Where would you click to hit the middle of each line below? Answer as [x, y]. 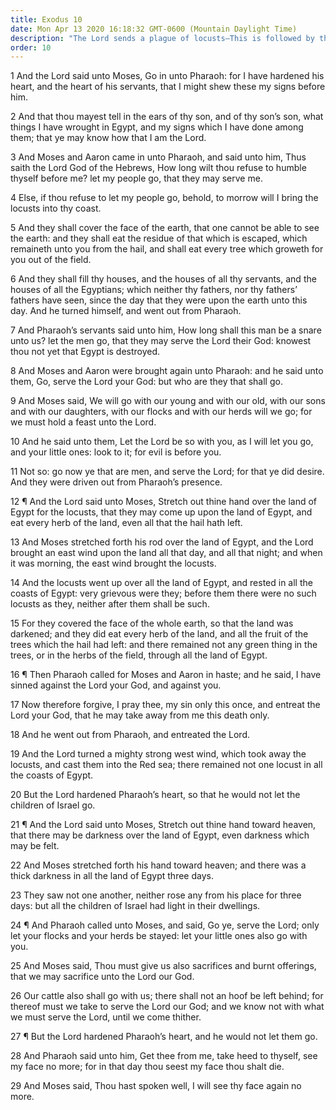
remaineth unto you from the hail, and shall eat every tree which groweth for [167, 249]
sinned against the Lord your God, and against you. [116, 685]
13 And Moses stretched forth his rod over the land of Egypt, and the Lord [162, 542]
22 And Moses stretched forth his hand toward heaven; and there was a [158, 865]
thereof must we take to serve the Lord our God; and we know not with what [167, 1007]
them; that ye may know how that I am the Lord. [108, 138]
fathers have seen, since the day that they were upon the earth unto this [159, 300]
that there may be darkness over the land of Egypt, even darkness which [160, 835]
